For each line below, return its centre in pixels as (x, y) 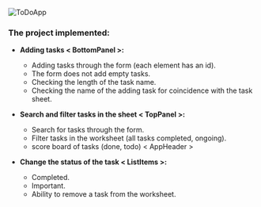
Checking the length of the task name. (94, 82)
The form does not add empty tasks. (91, 74)
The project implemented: (59, 33)
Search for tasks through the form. (88, 130)
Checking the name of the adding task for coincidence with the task (142, 90)
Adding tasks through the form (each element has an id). (123, 65)
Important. (48, 186)
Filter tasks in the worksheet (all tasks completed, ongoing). (129, 138)
